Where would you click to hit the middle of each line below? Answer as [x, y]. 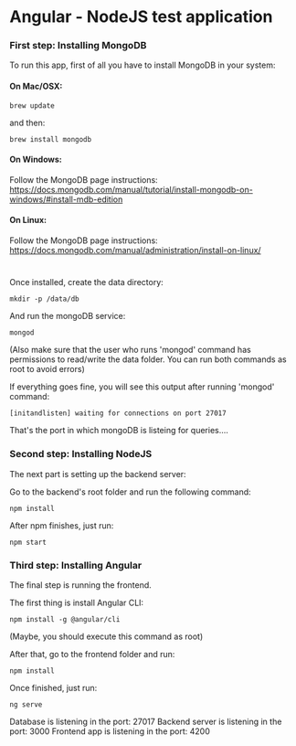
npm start [28, 542]
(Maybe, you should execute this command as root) [106, 636]
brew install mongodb [51, 139]
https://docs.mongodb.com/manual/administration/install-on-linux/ [136, 250]
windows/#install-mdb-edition [66, 199]
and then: [27, 123]
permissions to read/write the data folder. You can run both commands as [148, 359]
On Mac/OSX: [36, 86]
